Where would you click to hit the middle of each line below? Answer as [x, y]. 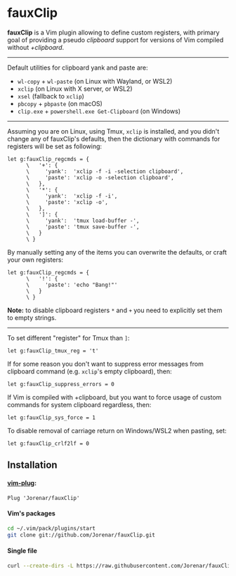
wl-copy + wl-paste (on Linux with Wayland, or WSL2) [95, 81]
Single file [22, 551]
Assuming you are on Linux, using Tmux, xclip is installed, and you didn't [113, 131]
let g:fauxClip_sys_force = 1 [52, 417]
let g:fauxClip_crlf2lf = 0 [48, 443]
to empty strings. [32, 317]
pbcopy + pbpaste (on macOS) [60, 103]
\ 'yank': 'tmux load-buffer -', [83, 220]
